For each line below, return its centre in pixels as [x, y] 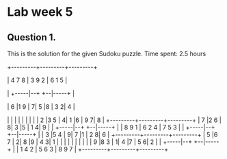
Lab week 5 [40, 12]
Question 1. [32, 37]
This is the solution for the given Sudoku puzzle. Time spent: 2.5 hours [107, 53]
